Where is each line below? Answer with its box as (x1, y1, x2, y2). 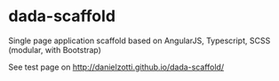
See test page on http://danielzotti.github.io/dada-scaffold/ (8, 62, 224, 72)
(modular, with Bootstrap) (8, 44, 101, 55)
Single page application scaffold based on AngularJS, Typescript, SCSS (8, 35, 271, 46)
